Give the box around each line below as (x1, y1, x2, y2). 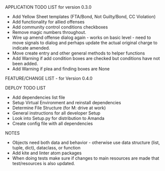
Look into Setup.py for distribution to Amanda (12, 115, 105, 121)
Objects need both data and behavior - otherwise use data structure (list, (12, 140, 160, 145)
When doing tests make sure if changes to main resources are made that (12, 155, 160, 161)
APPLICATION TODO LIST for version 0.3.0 (5, 4, 92, 10)
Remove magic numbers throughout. (12, 29, 86, 35)
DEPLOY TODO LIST (5, 85, 46, 90)
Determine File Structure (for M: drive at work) (12, 105, 106, 111)
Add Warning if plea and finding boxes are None (12, 66, 110, 72)
